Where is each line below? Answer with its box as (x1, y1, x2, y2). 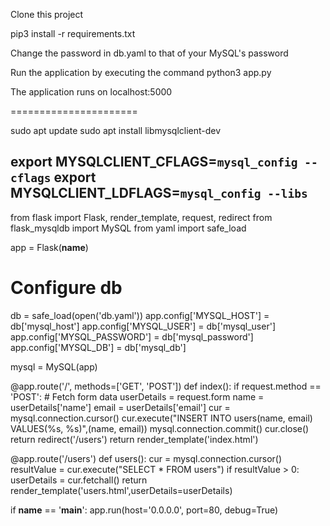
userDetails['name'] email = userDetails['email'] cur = (10, 401, 231, 413)
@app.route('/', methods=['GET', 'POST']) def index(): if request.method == (10, 380, 322, 392)
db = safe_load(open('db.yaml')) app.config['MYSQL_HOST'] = (10, 309, 270, 321)
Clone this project (10, 9, 84, 20)
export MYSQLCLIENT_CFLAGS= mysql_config (10, 154, 298, 171)
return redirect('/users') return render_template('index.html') (10, 433, 259, 445)
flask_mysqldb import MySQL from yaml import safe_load (10, 222, 247, 234)
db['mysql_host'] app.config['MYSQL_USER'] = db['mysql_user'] (10, 320, 276, 332)
